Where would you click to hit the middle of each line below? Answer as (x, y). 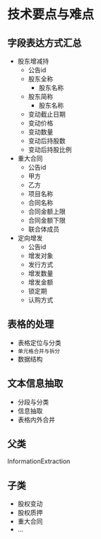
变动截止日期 (47, 114)
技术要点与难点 (51, 15)
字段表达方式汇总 (44, 43)
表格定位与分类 (39, 342)
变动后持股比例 (50, 150)
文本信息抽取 (35, 384)
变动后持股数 (47, 141)
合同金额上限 (47, 211)
